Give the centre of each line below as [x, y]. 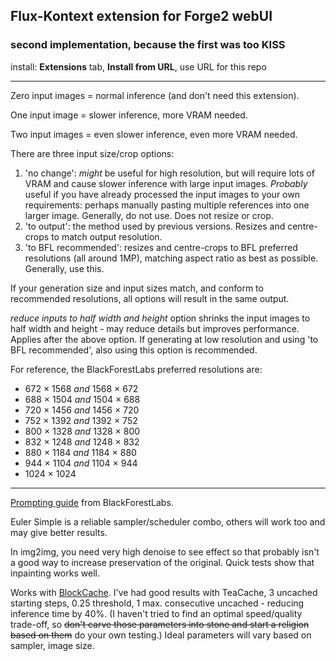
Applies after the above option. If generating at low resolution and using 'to [164, 339]
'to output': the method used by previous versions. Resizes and [155, 226]
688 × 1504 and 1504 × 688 [82, 399]
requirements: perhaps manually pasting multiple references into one [167, 205]
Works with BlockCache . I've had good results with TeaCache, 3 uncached [164, 592]
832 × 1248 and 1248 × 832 [82, 441]
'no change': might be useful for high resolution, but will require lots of [169, 173]
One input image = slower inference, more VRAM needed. [129, 115]
